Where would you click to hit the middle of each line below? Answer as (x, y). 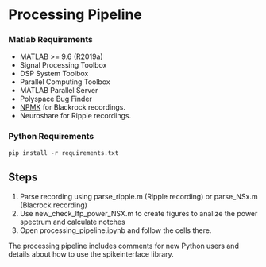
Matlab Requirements (51, 40)
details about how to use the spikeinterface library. (91, 254)
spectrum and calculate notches (72, 222)
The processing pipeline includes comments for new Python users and (124, 246)
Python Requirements (51, 137)
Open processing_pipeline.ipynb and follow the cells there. (116, 230)
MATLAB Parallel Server (59, 91)
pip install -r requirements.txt (64, 153)
